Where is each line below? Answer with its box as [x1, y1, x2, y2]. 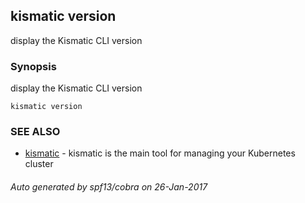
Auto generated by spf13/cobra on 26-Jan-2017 [10, 181, 208, 193]
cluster [24, 158, 54, 170]
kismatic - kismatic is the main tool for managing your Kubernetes [24, 147, 296, 159]
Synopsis [10, 59, 57, 73]
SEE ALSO [10, 125, 61, 139]
